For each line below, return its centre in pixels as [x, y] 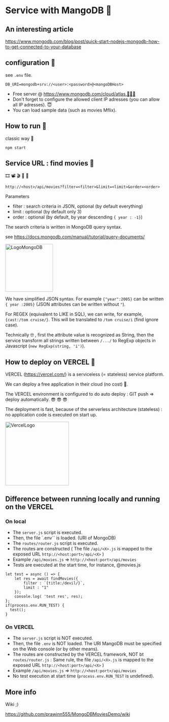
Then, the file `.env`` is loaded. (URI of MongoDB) [64, 538]
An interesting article [39, 29]
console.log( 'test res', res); [48, 596]
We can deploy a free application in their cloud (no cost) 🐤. [67, 384]
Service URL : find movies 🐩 [50, 163]
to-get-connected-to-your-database [43, 47]
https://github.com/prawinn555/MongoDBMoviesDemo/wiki [68, 714]
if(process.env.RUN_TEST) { [35, 605]
